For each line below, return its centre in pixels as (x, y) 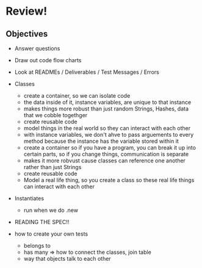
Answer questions (37, 48)
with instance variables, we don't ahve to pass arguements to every (109, 135)
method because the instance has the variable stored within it (101, 141)
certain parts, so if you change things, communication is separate (106, 154)
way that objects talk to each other (67, 259)
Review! (27, 11)
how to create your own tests (51, 234)
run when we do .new (51, 210)
